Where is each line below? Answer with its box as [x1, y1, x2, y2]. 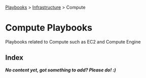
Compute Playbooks [5, 22, 93, 33]
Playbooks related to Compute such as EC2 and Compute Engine [5, 38, 141, 45]
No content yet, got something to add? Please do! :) [5, 67, 116, 73]
